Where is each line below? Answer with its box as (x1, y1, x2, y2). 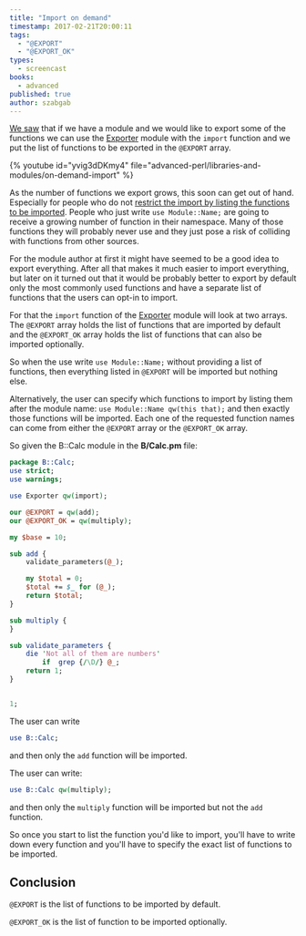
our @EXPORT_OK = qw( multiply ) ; (9, 516, 132, 525)
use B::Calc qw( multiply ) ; (9, 785, 112, 794)
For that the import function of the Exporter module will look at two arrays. (9, 310, 289, 321)
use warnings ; (9, 475, 64, 484)
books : (9, 73, 35, 82)
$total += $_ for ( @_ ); (25, 582, 117, 592)
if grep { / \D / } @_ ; (42, 658, 120, 667)
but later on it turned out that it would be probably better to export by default (9, 273, 297, 283)
